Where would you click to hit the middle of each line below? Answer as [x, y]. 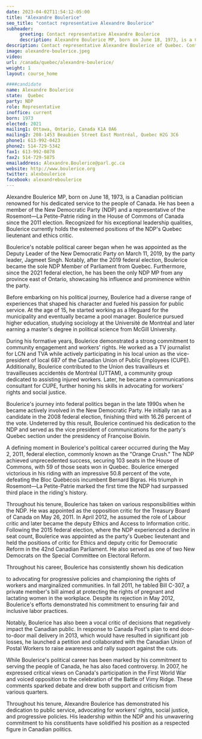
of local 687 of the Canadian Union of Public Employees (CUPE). [111, 360]
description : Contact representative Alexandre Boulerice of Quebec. [95, 46]
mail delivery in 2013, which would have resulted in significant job [107, 635]
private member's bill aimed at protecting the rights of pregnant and [90, 592]
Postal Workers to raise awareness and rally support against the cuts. [92, 648]
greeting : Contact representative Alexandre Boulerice [90, 34]
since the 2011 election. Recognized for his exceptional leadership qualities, [100, 223]
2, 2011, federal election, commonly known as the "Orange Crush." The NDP [100, 454]
